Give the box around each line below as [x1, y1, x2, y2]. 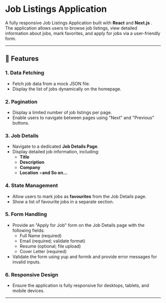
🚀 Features [5, 54, 39, 63]
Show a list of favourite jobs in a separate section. [12, 199, 114, 205]
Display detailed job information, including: [12, 149, 100, 155]
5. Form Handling [5, 211, 47, 218]
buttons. [12, 120, 30, 126]
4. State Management [5, 182, 58, 189]
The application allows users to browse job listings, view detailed [5, 25, 137, 31]
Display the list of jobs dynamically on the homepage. [12, 86, 122, 92]
